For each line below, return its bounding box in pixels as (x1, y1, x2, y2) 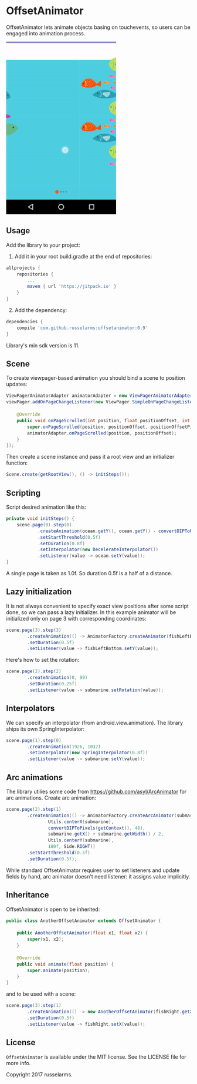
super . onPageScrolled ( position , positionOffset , (27, 424, 148, 430)
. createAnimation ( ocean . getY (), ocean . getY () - (37, 528, 157, 534)
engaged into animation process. (6, 29, 86, 37)
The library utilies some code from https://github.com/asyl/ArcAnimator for (6, 788, 187, 795)
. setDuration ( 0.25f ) (27, 681, 77, 687)
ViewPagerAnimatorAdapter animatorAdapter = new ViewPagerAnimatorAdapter (6, 393, 193, 399)
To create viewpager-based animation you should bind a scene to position (6, 374, 186, 382)
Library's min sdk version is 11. (6, 342, 80, 349)
